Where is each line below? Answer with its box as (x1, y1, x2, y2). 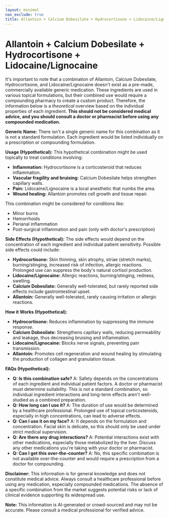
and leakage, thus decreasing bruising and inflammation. (12, 335, 131, 341)
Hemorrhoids (12, 216, 40, 222)
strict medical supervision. (12, 429, 68, 435)
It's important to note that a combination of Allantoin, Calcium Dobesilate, (5, 76, 157, 82)
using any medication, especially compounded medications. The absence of (5, 481, 163, 487)
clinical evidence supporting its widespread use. (5, 492, 106, 498)
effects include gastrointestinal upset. (12, 288, 91, 294)
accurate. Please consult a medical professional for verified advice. (5, 507, 145, 513)
